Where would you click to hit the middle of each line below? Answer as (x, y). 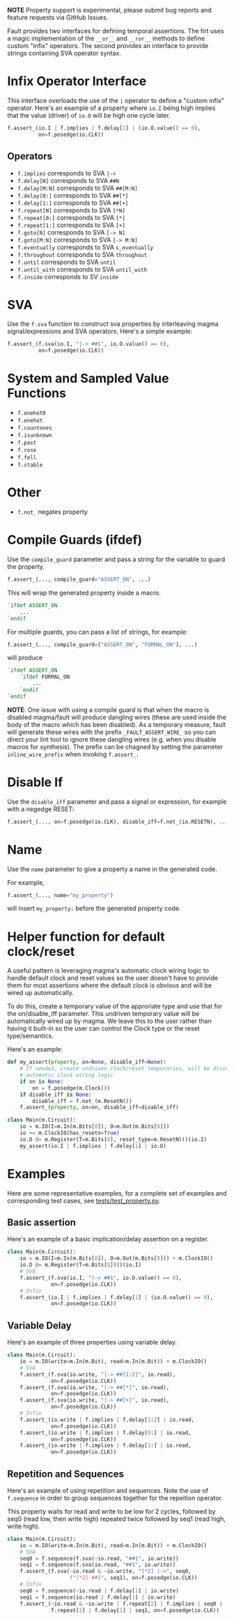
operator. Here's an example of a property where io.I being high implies (111, 108)
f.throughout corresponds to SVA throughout (82, 254)
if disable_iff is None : (56, 1095)
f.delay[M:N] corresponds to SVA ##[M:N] (77, 188)
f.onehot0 (32, 414)
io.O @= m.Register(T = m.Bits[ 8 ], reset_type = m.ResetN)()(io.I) (114, 1139)
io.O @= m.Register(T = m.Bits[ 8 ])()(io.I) (80, 1265)
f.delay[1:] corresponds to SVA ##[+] (73, 203)
